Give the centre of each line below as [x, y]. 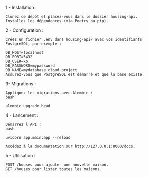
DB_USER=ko [17, 61]
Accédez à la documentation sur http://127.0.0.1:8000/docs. [70, 146]
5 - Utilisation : [20, 156]
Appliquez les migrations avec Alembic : [49, 93]
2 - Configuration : [24, 30]
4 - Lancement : [22, 115]
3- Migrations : [21, 84]
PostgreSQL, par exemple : [33, 44]
